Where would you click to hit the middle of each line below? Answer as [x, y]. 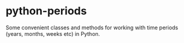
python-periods [46, 11]
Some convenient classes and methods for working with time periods [92, 27]
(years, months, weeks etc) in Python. [53, 33]
